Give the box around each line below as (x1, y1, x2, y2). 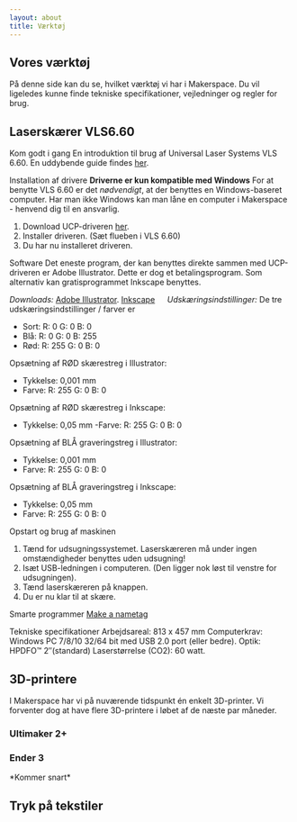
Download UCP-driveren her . (22, 221, 130, 232)
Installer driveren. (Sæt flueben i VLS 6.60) (22, 230, 182, 241)
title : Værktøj (9, 22, 67, 31)
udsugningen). (22, 573, 76, 583)
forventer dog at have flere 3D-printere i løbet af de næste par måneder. (9, 704, 277, 716)
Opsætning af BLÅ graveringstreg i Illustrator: (9, 438, 178, 448)
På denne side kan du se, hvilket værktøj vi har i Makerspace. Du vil (9, 78, 260, 90)
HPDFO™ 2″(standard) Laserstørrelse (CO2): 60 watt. (9, 646, 206, 656)
